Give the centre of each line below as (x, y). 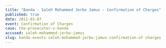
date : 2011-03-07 (23, 19)
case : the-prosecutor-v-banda (37, 28)
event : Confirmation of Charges (39, 24)
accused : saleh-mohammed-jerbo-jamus (45, 33)
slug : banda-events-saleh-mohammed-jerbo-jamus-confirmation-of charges (83, 38)
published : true (22, 14)
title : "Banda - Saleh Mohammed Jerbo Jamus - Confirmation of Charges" (83, 10)
